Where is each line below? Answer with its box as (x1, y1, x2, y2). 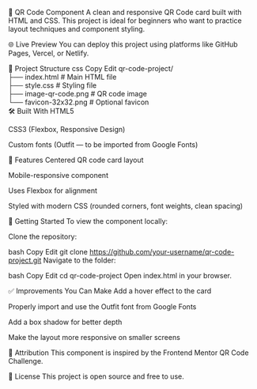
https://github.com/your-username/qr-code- (89, 247, 235, 256)
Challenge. (8, 357, 43, 365)
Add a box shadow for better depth (8, 317, 123, 327)
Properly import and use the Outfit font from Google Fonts (8, 302, 197, 312)
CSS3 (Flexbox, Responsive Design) (8, 125, 126, 134)
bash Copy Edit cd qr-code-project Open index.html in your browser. (8, 271, 232, 280)
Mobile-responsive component (8, 171, 109, 179)
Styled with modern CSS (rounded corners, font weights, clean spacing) (8, 202, 244, 210)
